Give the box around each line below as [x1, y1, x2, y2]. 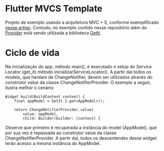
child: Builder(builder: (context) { [23, 116, 100, 121]
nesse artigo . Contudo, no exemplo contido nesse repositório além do [5, 24, 147, 30]
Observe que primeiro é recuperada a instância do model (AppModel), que [5, 124, 157, 130]
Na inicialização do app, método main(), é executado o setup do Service [5, 63, 152, 69]
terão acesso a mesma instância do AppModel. [5, 140, 101, 146]
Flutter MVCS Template [5, 3, 103, 14]
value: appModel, [23, 111, 58, 116]
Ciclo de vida [5, 48, 60, 58]
